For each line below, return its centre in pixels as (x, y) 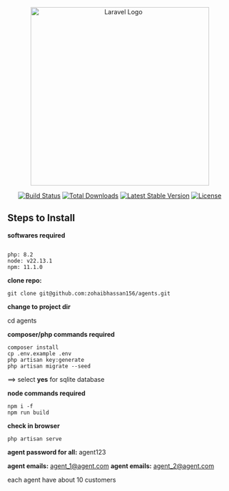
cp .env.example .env (40, 353)
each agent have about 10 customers (62, 480)
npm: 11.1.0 (25, 267)
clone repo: (25, 280)
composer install (33, 347)
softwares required (36, 235)
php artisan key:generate (46, 360)
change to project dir (39, 306)
